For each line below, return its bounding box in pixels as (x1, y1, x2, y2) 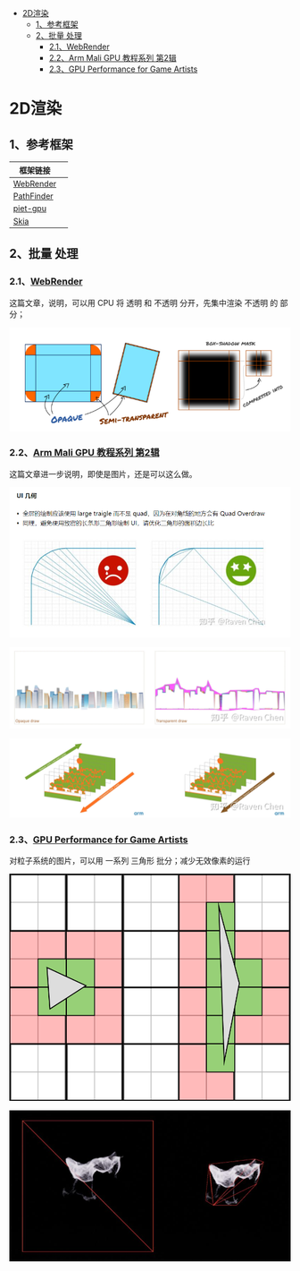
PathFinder (12, 191, 54, 201)
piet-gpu (12, 203, 47, 214)
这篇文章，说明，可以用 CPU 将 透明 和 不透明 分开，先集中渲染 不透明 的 (9, 297, 279, 308)
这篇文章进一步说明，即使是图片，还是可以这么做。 (9, 468, 197, 479)
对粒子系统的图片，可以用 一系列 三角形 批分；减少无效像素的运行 (9, 856, 251, 866)
